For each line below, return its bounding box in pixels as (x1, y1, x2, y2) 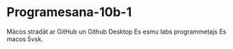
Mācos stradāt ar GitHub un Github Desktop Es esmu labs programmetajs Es (6, 27, 227, 36)
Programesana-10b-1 (6, 4, 132, 20)
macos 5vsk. (6, 34, 43, 43)
